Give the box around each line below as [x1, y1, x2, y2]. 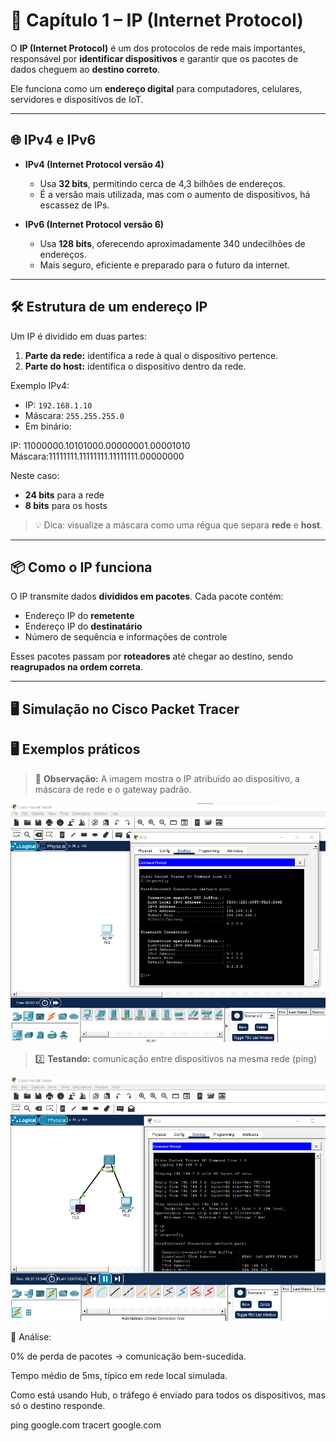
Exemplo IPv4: [10, 379, 70, 391]
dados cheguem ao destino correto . [10, 63, 161, 75]
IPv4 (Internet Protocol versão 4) [24, 158, 165, 170]
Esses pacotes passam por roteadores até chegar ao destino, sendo [10, 650, 293, 663]
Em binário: [24, 420, 72, 432]
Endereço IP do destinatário [24, 620, 143, 633]
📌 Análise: [10, 1330, 52, 1343]
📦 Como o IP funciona [10, 559, 153, 576]
